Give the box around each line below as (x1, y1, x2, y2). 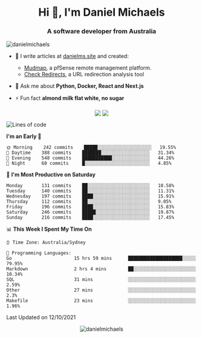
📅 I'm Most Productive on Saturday (6, 171, 96, 178)
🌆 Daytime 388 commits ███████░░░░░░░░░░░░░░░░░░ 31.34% (6, 150, 174, 156)
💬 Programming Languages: (6, 250, 71, 256)
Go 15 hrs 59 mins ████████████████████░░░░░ (6, 255, 197, 261)
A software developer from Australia (47, 27, 157, 36)
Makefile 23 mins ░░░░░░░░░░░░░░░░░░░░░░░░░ (6, 297, 197, 303)
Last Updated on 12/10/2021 (6, 313, 76, 320)
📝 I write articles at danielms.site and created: (15, 53, 129, 60)
